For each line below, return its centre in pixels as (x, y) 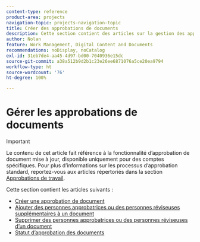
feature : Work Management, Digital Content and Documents (79, 45)
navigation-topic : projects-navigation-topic (63, 23)
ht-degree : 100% (26, 78)
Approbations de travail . (36, 178)
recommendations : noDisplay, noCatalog (56, 50)
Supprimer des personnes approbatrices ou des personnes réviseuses (101, 220)
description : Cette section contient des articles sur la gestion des (96, 34)
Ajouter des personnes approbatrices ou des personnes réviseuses (97, 208)
